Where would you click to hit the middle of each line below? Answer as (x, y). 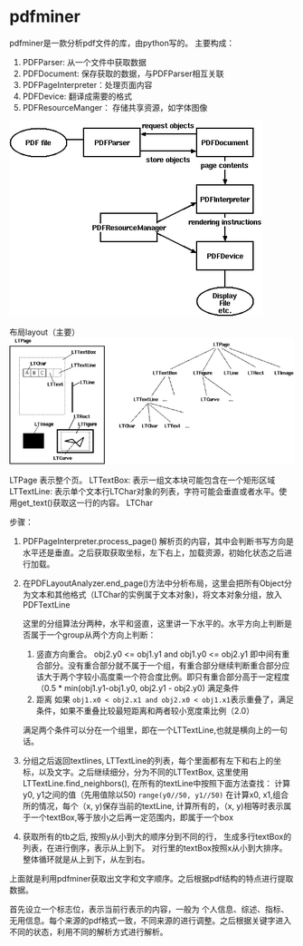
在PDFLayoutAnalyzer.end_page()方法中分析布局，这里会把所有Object (153, 583)
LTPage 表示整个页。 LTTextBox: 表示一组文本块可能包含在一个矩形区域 (142, 480)
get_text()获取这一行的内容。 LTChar (85, 502)
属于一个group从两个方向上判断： (93, 634)
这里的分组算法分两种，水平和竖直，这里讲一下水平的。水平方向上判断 (153, 623)
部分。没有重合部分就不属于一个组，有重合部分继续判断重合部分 (163, 665)
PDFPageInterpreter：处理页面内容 (87, 84)
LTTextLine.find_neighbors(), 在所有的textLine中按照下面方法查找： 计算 (156, 783)
